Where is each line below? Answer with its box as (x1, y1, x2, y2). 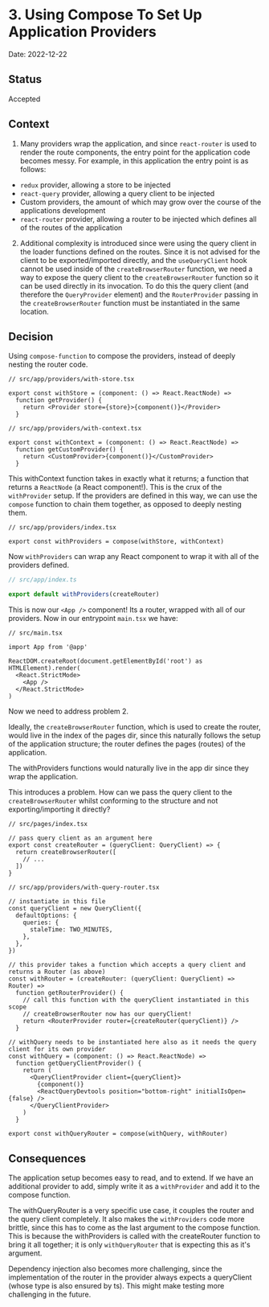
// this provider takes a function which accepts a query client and (8, 961, 247, 969)
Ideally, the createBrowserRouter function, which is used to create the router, (8, 722, 261, 732)
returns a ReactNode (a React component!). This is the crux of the (8, 483, 222, 492)
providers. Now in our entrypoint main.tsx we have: (8, 614, 178, 623)
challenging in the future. (8, 1289, 92, 1299)
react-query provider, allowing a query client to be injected (19, 188, 215, 198)
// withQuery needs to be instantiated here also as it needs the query (8, 1038, 257, 1046)
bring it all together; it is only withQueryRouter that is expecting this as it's (8, 1239, 251, 1249)
